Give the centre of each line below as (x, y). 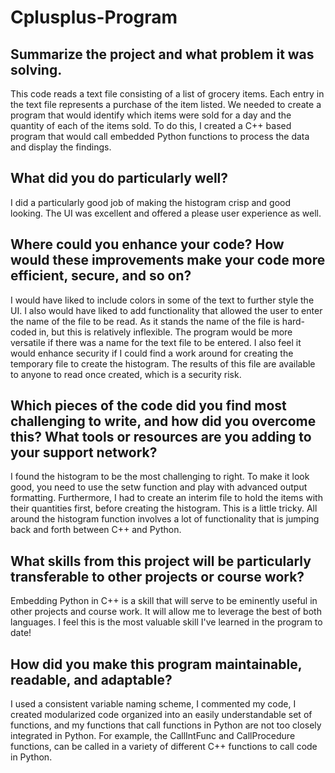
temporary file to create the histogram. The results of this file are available (163, 363)
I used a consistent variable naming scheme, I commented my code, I (153, 704)
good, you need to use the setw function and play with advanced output (159, 487)
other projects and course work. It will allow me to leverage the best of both (166, 612)
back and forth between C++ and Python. (96, 530)
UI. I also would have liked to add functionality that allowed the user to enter (166, 310)
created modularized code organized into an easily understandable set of (161, 715)
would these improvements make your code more (168, 260)
